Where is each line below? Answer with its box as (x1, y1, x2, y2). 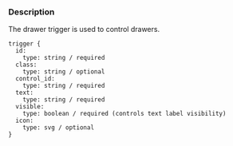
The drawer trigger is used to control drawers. (8, 25, 160, 34)
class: (15, 61, 38, 69)
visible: (15, 103, 45, 111)
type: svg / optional (22, 124, 94, 132)
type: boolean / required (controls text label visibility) (22, 110, 227, 118)
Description (8, 6, 55, 18)
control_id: (15, 75, 56, 83)
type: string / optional (22, 68, 105, 76)
